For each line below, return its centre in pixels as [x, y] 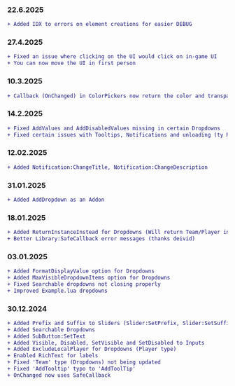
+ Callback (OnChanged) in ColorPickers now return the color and [106, 96]
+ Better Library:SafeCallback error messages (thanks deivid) [101, 239]
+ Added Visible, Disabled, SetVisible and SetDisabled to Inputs [106, 343]
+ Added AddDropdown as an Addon [56, 200]
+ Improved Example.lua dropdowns [58, 291]
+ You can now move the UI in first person [72, 63]
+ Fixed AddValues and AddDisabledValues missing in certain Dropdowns [114, 128]
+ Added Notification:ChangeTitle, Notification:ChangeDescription [108, 167]
